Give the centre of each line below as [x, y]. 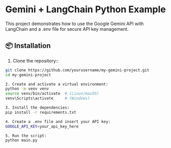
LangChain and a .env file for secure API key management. [67, 29]
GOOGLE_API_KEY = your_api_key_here [42, 126]
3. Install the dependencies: [38, 108]
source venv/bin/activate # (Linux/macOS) [52, 94]
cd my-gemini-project [28, 75]
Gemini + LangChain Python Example [86, 9]
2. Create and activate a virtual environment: [57, 84]
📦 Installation [28, 46]
